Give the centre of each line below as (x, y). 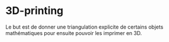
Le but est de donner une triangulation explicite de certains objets (85, 27)
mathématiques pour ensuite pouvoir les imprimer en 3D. (74, 33)
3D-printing (34, 11)
